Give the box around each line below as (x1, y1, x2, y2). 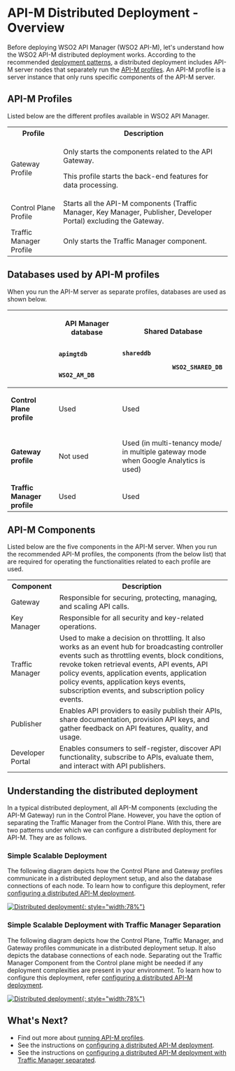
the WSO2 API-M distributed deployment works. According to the (7, 50, 196, 59)
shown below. (7, 294, 48, 303)
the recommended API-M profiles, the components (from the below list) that (7, 550, 227, 559)
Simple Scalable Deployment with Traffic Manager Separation (7, 920, 222, 930)
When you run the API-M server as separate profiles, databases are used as (7, 287, 227, 296)
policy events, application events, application (59, 668, 207, 678)
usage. (59, 732, 82, 742)
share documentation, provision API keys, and (59, 715, 210, 725)
